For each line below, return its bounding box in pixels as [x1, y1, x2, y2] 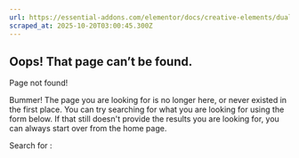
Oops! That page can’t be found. [9, 54, 193, 69]
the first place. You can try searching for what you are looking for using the [9, 104, 285, 115]
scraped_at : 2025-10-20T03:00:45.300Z [9, 21, 153, 30]
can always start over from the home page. [9, 123, 167, 134]
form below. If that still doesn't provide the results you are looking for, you [9, 114, 280, 124]
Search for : [9, 140, 53, 151]
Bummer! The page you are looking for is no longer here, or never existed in [9, 95, 287, 106]
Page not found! [9, 77, 69, 89]
